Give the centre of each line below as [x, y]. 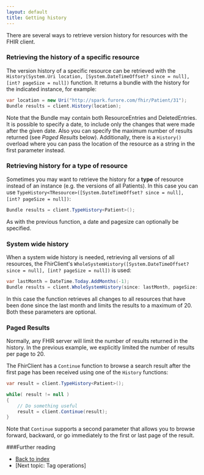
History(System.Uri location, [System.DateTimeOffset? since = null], [98, 76]
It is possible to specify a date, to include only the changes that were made [101, 124]
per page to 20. [26, 354]
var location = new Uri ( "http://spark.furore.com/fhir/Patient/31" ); [97, 100]
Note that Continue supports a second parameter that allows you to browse [101, 429]
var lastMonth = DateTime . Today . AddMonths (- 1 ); [68, 282]
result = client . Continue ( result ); [63, 411]
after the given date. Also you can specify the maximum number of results [100, 131]
